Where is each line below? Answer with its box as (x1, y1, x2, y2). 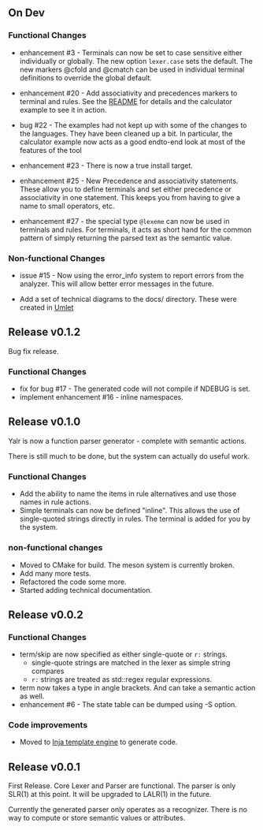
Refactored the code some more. (19, 577, 128, 586)
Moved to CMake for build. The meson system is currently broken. (19, 560, 235, 570)
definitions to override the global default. (19, 73, 152, 82)
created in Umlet (19, 303, 74, 312)
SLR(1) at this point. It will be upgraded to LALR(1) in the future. (8, 790, 212, 799)
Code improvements (8, 720, 88, 731)
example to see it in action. (19, 105, 107, 114)
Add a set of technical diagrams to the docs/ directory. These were (19, 294, 238, 303)
